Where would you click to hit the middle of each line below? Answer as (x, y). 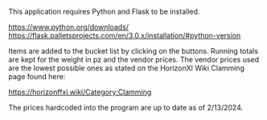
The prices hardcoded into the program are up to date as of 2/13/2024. (126, 108)
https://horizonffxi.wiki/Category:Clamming (80, 92)
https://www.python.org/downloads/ (69, 27)
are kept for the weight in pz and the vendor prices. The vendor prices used (134, 60)
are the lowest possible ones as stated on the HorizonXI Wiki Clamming (127, 68)
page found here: (37, 76)
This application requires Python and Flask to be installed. (104, 12)
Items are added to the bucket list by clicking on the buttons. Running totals (133, 51)
